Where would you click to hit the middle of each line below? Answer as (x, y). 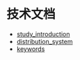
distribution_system (45, 41)
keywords (31, 49)
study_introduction (43, 34)
